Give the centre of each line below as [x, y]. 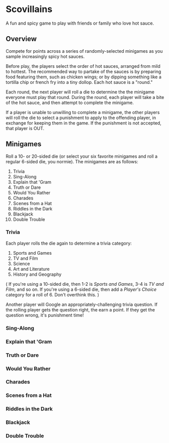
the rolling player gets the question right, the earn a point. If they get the [80, 309]
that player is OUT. [25, 128]
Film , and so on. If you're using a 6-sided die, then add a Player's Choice [81, 289]
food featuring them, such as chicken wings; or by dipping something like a [83, 77]
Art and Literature [31, 269]
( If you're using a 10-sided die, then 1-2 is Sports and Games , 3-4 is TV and [85, 284]
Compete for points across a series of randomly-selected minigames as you [84, 51]
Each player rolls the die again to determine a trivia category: [69, 243]
